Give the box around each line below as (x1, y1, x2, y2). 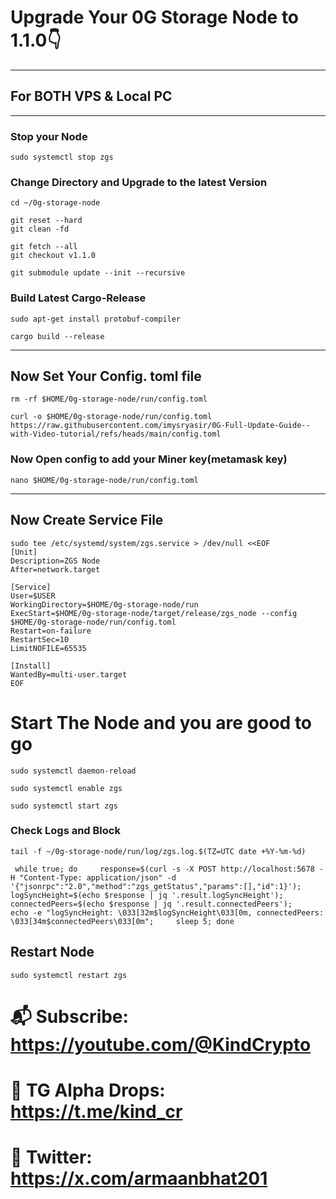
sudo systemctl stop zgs (10, 152, 114, 163)
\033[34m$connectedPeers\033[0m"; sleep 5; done (10, 916, 235, 926)
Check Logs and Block (10, 824, 121, 838)
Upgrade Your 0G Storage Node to (10, 6, 300, 29)
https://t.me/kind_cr (10, 1100, 183, 1123)
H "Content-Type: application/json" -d (10, 872, 177, 883)
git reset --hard (10, 216, 83, 226)
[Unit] (10, 547, 38, 557)
